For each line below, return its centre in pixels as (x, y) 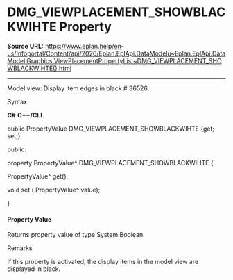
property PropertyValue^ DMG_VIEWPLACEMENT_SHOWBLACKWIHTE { (110, 163)
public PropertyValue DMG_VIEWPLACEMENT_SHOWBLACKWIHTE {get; (111, 129)
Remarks (20, 248)
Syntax (17, 101)
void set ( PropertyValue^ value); (54, 190)
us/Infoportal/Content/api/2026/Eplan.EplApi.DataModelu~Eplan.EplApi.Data (116, 53)
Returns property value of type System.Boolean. (76, 235)
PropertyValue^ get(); (38, 176)
